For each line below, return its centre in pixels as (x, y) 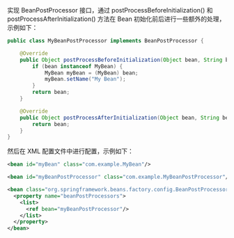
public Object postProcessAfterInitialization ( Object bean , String (119, 118)
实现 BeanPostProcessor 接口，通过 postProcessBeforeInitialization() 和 (110, 10)
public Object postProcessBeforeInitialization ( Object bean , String (121, 60)
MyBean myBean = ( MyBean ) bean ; (91, 73)
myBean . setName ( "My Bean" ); (85, 79)
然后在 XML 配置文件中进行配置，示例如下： (70, 151)
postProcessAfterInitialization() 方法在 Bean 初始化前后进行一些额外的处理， (116, 19)
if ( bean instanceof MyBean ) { (78, 66)
